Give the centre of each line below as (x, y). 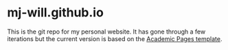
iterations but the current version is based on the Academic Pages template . (115, 38)
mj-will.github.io (56, 13)
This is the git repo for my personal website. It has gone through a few (106, 32)
